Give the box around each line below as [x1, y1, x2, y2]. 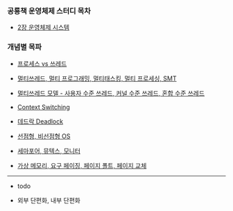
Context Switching [17, 103, 71, 111]
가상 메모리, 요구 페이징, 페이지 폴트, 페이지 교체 [17, 161, 147, 169]
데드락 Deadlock [17, 117, 64, 126]
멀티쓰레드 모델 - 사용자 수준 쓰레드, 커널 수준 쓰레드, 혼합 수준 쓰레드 [17, 89, 205, 97]
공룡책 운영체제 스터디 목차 [7, 6, 92, 15]
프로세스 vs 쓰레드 [17, 59, 67, 67]
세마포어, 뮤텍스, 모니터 [17, 146, 81, 155]
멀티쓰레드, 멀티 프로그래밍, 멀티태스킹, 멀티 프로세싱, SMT [17, 74, 177, 83]
